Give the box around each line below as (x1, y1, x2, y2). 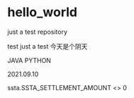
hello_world (7, 4, 78, 20)
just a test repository (7, 27, 68, 36)
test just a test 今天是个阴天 (7, 42, 88, 50)
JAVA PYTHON (7, 56, 52, 64)
